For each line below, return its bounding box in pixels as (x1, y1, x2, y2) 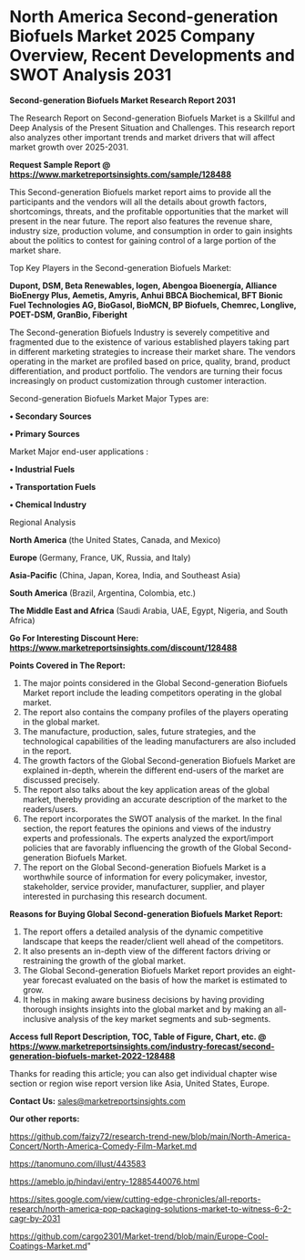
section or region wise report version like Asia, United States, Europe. (9, 1078, 270, 1088)
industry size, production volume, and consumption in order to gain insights (9, 225, 293, 236)
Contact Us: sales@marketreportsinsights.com (9, 1095, 187, 1106)
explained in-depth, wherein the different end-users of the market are (22, 765, 284, 776)
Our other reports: (9, 1113, 80, 1124)
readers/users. (22, 803, 78, 814)
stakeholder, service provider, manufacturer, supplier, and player (22, 880, 266, 891)
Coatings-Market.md (9, 1240, 88, 1251)
